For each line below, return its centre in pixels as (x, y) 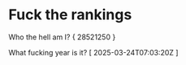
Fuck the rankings (70, 15)
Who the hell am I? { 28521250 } (62, 37)
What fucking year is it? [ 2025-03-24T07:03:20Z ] (93, 52)
